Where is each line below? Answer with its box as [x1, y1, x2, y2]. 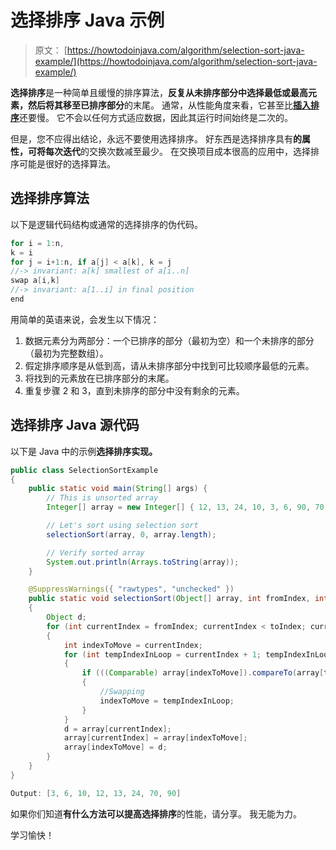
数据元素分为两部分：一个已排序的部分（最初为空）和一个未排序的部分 [24, 334, 315, 346]
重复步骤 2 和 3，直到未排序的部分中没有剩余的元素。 [24, 384, 245, 396]
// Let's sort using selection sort [46, 521, 199, 531]
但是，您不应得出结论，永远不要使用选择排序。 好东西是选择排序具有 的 [10, 132, 302, 145]
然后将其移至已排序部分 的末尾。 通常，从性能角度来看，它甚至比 [27, 99, 293, 111]
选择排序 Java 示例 [10, 9, 165, 32]
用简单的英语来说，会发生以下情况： [10, 313, 160, 325]
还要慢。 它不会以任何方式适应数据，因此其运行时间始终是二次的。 [19, 111, 293, 123]
